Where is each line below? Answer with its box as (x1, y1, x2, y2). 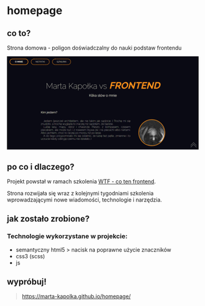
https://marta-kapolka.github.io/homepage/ (21, 293, 131, 300)
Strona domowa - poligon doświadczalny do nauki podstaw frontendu (7, 44, 182, 51)
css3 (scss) (15, 252, 45, 260)
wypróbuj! (7, 277, 47, 287)
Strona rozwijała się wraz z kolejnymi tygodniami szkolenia (7, 189, 154, 197)
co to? (7, 28, 31, 38)
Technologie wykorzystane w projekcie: (7, 232, 128, 241)
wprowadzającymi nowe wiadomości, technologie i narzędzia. (7, 196, 162, 203)
